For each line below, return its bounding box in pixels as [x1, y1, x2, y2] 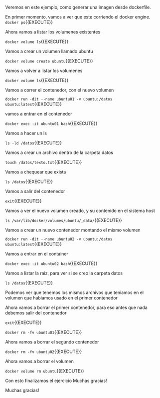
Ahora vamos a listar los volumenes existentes [5, 29, 101, 34]
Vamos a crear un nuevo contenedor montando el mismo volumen [5, 227, 141, 233]
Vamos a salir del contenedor [5, 188, 65, 194]
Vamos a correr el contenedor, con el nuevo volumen [5, 87, 114, 93]
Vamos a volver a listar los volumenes [5, 67, 83, 73]
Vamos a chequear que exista [5, 169, 66, 174]
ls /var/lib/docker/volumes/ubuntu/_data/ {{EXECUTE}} [5, 217, 122, 223]
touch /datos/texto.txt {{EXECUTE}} [5, 159, 82, 165]
